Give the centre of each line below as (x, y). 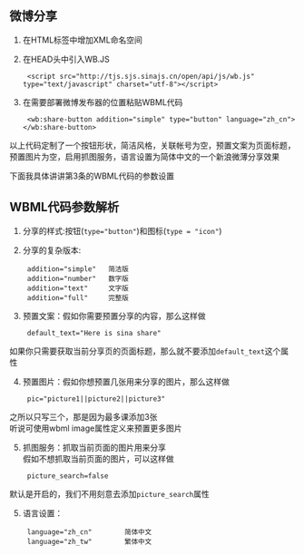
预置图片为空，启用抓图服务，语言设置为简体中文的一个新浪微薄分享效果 (144, 156)
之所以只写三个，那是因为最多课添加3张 (83, 416)
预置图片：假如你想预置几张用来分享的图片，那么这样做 (126, 381)
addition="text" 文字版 (78, 288)
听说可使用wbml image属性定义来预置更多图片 (96, 428)
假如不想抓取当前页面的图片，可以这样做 (98, 458)
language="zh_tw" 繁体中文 (89, 541)
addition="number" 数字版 (78, 278)
